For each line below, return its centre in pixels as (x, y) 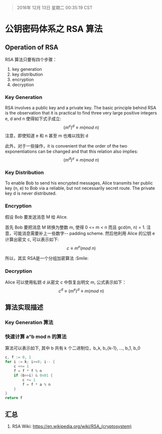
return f (14, 398)
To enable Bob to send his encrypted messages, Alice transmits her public (79, 183)
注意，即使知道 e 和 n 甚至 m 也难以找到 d (47, 135)
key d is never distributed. (31, 193)
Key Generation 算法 (29, 322)
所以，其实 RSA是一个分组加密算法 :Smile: (47, 258)
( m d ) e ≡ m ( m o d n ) (81, 159)
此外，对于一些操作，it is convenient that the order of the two (66, 146)
